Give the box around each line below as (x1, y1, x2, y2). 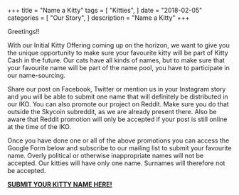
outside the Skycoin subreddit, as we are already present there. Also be (7, 108, 217, 116)
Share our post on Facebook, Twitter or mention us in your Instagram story (7, 85, 226, 93)
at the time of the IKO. (7, 123, 71, 130)
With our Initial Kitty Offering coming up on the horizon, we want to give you (7, 41, 230, 49)
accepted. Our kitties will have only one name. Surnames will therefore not (7, 159, 225, 167)
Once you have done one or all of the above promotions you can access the (7, 136, 230, 145)
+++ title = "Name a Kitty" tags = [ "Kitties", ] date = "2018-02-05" (7, 6, 203, 14)
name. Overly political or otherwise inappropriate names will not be (7, 152, 204, 160)
